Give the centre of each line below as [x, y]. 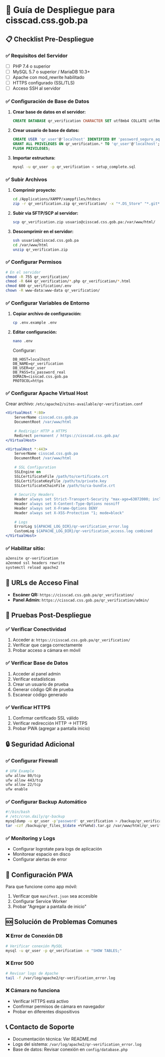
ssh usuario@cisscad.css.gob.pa [46, 240]
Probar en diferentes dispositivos [46, 1011]
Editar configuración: [35, 332]
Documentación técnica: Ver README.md [55, 1039]
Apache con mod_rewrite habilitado [48, 77]
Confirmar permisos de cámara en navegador [59, 1006]
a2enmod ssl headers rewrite [35, 563]
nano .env [23, 341]
